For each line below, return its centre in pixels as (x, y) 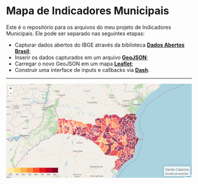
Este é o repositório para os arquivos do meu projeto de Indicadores (89, 27)
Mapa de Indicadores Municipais (88, 11)
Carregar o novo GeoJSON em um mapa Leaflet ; (74, 64)
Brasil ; (23, 51)
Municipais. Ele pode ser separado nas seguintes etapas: (75, 33)
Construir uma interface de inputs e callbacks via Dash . (82, 70)
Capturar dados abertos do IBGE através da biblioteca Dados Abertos (100, 45)
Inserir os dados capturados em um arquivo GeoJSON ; (81, 57)
